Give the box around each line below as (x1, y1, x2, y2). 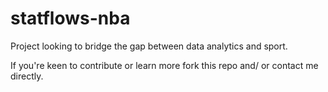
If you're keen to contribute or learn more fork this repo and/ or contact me (10, 59, 319, 71)
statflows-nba (10, 7, 131, 30)
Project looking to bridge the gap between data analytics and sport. (10, 40, 288, 52)
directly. (10, 70, 44, 82)
